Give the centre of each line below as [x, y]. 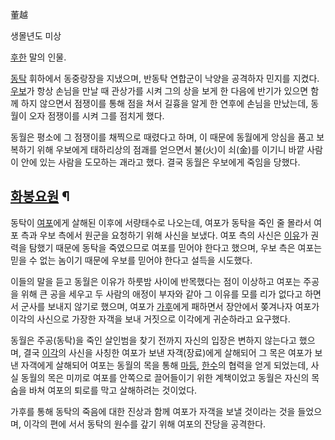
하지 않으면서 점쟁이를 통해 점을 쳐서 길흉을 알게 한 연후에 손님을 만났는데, [164, 103]
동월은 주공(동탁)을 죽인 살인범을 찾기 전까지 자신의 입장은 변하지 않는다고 [153, 340]
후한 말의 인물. [38, 57]
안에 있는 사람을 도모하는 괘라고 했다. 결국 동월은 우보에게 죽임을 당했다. [160, 162]
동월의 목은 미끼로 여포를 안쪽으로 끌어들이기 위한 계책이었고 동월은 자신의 [165, 377]
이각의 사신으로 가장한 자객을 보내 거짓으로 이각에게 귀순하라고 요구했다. [150, 319]
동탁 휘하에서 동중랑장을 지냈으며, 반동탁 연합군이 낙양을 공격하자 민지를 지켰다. [165, 78]
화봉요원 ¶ [40, 196]
